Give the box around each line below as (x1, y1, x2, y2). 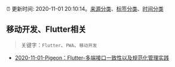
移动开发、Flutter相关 (6, 25, 87, 35)
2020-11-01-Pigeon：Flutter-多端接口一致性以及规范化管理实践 (14, 54, 169, 61)
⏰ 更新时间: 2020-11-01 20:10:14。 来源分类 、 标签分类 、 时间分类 (6, 5, 164, 12)
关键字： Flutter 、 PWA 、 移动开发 (20, 41, 97, 48)
